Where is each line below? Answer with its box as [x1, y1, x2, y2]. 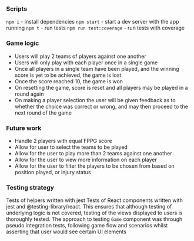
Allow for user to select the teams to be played [14, 144, 128, 151]
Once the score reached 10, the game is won [14, 77, 123, 84]
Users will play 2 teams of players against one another [14, 53, 146, 60]
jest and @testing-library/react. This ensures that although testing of [6, 203, 172, 210]
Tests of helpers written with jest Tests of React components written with [6, 197, 183, 204]
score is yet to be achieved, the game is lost [14, 71, 122, 79]
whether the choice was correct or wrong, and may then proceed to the [14, 103, 188, 110]
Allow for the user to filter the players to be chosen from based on [14, 162, 175, 170]
